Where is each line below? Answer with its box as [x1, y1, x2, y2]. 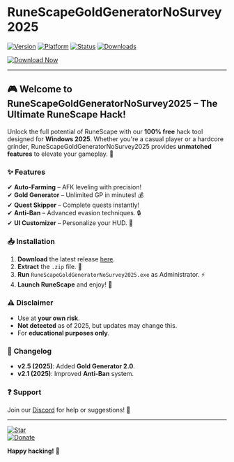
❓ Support [7, 387, 42, 397]
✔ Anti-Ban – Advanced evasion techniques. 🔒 [7, 209, 141, 217]
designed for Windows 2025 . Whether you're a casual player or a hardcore [7, 134, 224, 143]
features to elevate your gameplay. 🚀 [7, 150, 114, 158]
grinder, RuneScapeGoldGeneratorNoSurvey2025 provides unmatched [7, 142, 212, 150]
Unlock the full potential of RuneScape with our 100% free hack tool [7, 127, 203, 136]
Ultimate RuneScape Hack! [7, 109, 127, 121]
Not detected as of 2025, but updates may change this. [17, 321, 178, 329]
